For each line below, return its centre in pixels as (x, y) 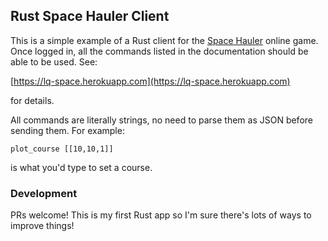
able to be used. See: (54, 61)
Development (44, 193)
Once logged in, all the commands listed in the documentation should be (159, 51)
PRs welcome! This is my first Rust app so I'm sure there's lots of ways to (161, 215)
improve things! (42, 226)
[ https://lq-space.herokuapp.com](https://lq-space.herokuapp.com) (150, 81)
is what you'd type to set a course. (81, 167)
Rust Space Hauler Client (90, 16)
